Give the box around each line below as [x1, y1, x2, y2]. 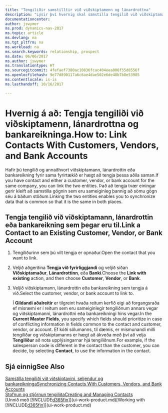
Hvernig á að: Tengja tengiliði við [5, 107, 144, 119]
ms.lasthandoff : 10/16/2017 [5, 81, 64, 86]
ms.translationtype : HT [5, 63, 55, 68]
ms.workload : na [5, 44, 39, 49]
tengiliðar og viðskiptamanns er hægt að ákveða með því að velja [12, 332, 146, 338]
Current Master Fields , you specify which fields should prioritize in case [12, 316, 162, 322]
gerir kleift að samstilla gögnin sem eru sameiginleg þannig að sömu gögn [5, 188, 157, 194]
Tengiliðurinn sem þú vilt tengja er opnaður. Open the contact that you [12, 249, 155, 255]
